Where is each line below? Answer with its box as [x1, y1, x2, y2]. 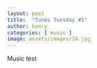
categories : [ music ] [7, 29, 72, 36]
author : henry [7, 23, 48, 30]
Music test [7, 54, 37, 63]
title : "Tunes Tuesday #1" [7, 16, 88, 23]
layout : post [7, 10, 45, 17]
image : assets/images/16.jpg [7, 36, 91, 43]
